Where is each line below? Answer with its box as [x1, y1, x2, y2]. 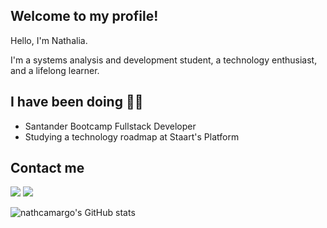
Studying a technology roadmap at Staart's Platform [24, 130, 240, 143]
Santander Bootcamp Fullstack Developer [24, 120, 197, 132]
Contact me [10, 160, 85, 177]
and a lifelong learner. [10, 64, 100, 76]
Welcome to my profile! [10, 8, 159, 25]
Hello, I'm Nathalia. [10, 34, 88, 46]
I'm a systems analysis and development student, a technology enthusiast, [10, 54, 318, 66]
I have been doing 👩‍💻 [10, 94, 144, 111]
